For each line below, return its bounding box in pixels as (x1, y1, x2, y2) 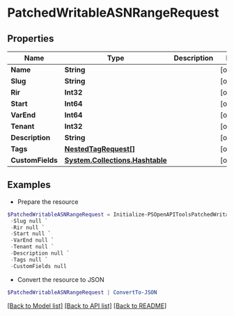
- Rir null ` (10, 224, 45, 231)
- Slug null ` (10, 217, 49, 224)
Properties (7, 33, 54, 45)
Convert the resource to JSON (17, 275, 104, 283)
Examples (7, 179, 51, 191)
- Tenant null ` (10, 244, 54, 251)
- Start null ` (10, 230, 52, 237)
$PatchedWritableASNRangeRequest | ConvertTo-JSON (7, 289, 157, 296)
